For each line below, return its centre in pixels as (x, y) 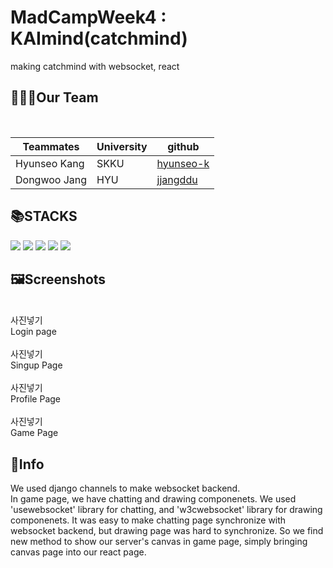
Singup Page (36, 365)
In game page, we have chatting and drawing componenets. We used (153, 499)
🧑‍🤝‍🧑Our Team (54, 97)
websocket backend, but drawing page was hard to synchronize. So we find (167, 531)
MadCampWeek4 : (88, 17)
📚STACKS (44, 216)
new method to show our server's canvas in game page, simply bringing (159, 542)
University (122, 146)
